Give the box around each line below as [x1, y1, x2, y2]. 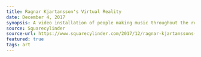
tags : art [6, 42, 31, 48]
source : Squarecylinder [6, 25, 66, 31]
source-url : [6, 31, 36, 37]
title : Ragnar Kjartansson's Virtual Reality [6, 8, 121, 15]
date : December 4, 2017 [6, 14, 66, 20]
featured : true [6, 36, 44, 42]
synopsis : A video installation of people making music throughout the [6, 20, 188, 26]
